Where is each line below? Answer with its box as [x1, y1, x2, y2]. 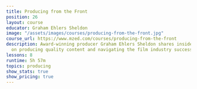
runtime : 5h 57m [6, 57, 46, 63]
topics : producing [6, 63, 51, 69]
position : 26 [6, 14, 38, 20]
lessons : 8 [6, 52, 33, 58]
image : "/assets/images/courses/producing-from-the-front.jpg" [6, 30, 164, 36]
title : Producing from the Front [6, 8, 88, 15]
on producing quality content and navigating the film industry [11, 47, 172, 53]
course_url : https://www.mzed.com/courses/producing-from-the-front [6, 36, 177, 42]
